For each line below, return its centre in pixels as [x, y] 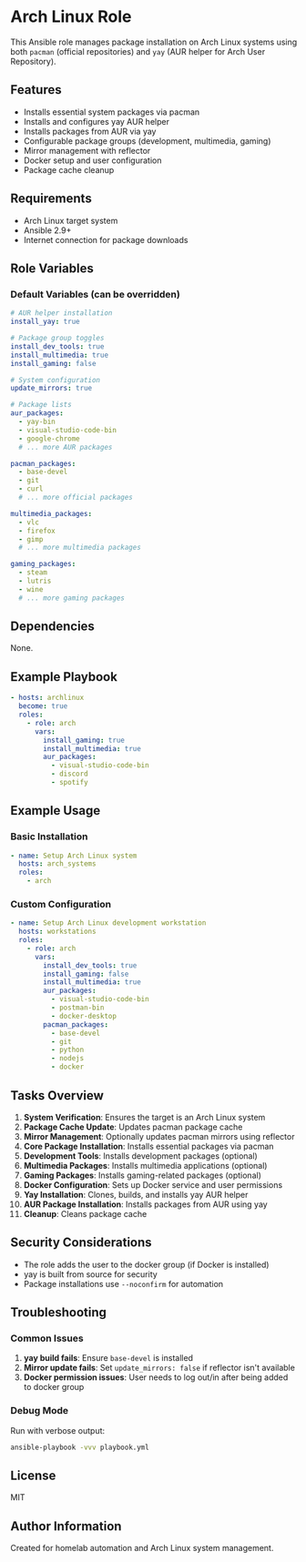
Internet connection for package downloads [106, 239]
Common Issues [47, 1338]
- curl [31, 489]
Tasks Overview [57, 1095]
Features [36, 90]
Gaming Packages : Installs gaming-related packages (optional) [143, 1175]
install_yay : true [45, 322]
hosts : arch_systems [57, 864]
